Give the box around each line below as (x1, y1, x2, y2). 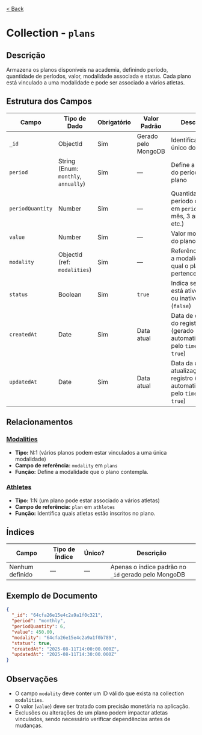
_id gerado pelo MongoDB (110, 570, 185, 578)
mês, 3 (171, 212, 191, 220)
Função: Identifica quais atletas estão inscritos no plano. (14, 509, 156, 517)
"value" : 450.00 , (11, 629, 55, 635)
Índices (6, 527, 35, 537)
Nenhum (9, 563, 34, 571)
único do (171, 143, 196, 151)
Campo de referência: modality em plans (14, 461, 118, 469)
